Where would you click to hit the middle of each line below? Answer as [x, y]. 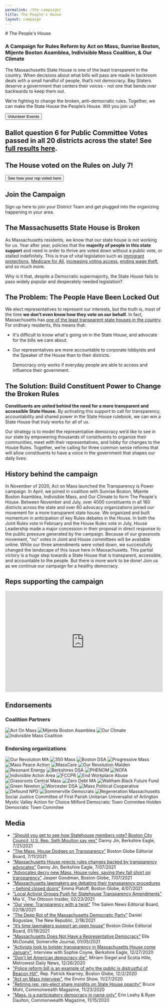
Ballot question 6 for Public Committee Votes [76, 133]
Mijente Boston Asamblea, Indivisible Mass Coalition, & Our [79, 53]
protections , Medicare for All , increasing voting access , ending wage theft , [82, 261]
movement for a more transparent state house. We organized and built [77, 513]
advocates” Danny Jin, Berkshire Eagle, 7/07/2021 [64, 867]
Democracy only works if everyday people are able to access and [80, 365]
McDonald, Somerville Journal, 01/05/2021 [56, 942]
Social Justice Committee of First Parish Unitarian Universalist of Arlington [82, 797]
